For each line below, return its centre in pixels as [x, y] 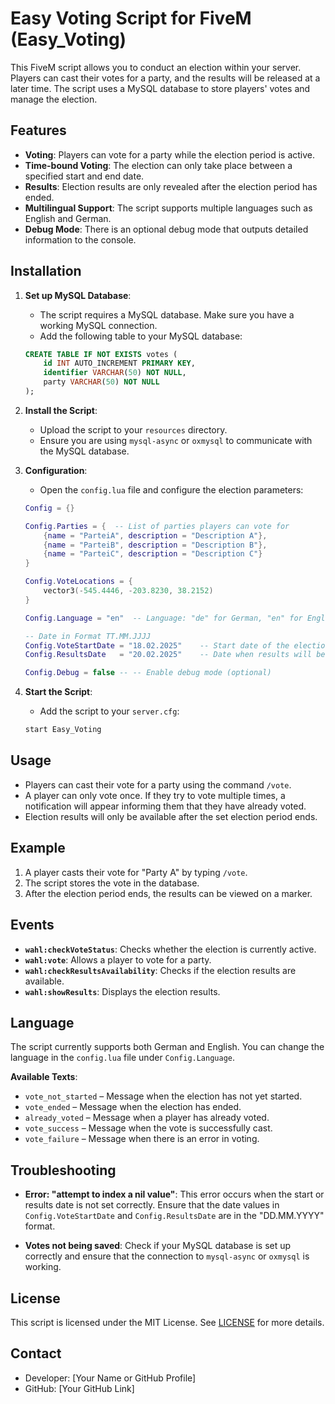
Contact [36, 1353]
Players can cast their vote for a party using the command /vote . [158, 784]
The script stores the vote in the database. [112, 883]
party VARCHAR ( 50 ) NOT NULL [101, 382]
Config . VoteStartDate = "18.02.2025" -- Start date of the [157, 645]
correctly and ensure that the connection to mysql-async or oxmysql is [167, 1256]
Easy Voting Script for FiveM [131, 18]
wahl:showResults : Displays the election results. [122, 991]
